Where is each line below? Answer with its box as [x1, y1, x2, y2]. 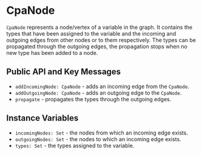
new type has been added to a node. [6, 49, 98, 56]
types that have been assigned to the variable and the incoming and [6, 30, 177, 37]
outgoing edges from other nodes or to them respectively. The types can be [6, 36, 196, 43]
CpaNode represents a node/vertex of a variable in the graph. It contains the [6, 24, 193, 31]
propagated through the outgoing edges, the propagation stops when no [6, 43, 188, 50]
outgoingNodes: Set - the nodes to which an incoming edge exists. [15, 135, 181, 142]
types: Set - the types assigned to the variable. [15, 142, 135, 149]
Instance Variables [6, 113, 79, 124]
